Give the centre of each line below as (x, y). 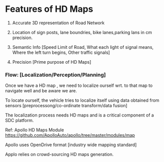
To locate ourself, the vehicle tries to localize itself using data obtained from (82, 100)
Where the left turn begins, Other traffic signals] (61, 52)
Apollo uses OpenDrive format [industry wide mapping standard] (71, 145)
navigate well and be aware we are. (41, 91)
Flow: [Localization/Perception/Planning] (56, 75)
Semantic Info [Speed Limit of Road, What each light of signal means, (83, 47)
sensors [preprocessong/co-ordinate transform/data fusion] (66, 106)
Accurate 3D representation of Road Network (58, 23)
